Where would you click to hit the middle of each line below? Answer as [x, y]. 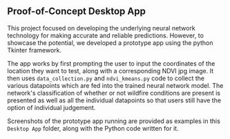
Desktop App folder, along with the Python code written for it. [93, 128]
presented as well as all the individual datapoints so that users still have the [114, 100]
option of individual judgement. [51, 107]
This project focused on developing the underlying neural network [101, 28]
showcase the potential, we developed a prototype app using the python [110, 43]
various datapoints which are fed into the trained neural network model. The [115, 85]
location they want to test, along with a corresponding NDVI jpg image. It [111, 71]
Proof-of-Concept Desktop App [77, 11]
